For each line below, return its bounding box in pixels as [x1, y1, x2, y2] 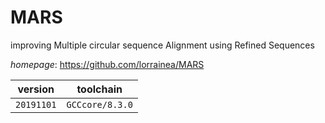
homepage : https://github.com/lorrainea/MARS [10, 58, 205, 70]
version [17, 82, 55, 96]
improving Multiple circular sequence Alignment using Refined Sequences [10, 39, 315, 51]
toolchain [76, 82, 123, 96]
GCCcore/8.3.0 [66, 99, 133, 110]
